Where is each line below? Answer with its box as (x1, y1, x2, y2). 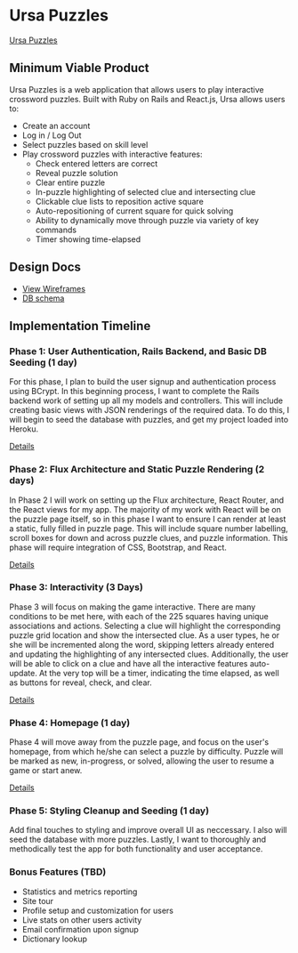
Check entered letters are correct (35, 157, 158, 169)
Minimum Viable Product (9, 61, 149, 76)
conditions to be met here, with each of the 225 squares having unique (9, 610, 269, 621)
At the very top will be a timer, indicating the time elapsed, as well (38, 667, 280, 678)
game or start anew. (9, 765, 83, 776)
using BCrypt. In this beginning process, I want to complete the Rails (9, 386, 260, 397)
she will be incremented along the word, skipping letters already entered (9, 639, 275, 650)
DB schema (21, 293, 65, 303)
